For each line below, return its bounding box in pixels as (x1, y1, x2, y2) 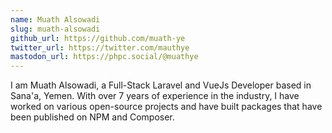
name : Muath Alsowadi (10, 14, 101, 25)
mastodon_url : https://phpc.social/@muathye (10, 52, 199, 62)
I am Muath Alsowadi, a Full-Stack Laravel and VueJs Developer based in (10, 79, 312, 91)
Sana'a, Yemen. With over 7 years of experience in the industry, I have (10, 90, 300, 102)
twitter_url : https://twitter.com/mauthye (10, 42, 190, 53)
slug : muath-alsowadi (10, 24, 101, 34)
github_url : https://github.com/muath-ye (10, 33, 186, 43)
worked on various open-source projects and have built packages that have (10, 101, 323, 113)
